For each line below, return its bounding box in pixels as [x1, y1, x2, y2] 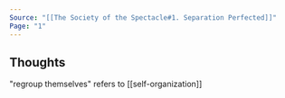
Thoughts [9, 55, 66, 70]
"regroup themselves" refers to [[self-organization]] [9, 78, 203, 90]
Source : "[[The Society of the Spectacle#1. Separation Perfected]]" [9, 13, 278, 22]
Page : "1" [9, 22, 47, 31]
